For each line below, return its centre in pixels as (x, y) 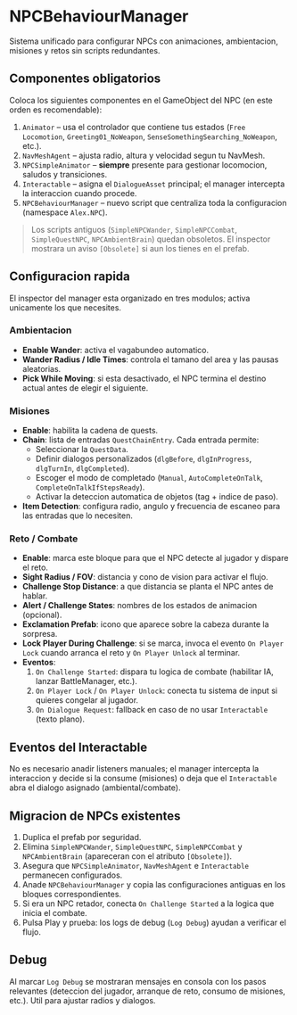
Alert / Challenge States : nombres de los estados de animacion (140, 606)
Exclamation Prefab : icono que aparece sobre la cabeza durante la (145, 624)
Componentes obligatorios (85, 79)
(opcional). (42, 615)
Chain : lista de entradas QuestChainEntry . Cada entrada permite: (140, 440)
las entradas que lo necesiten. (78, 516)
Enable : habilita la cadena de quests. (90, 431)
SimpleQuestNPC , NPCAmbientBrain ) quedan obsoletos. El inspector (151, 239)
